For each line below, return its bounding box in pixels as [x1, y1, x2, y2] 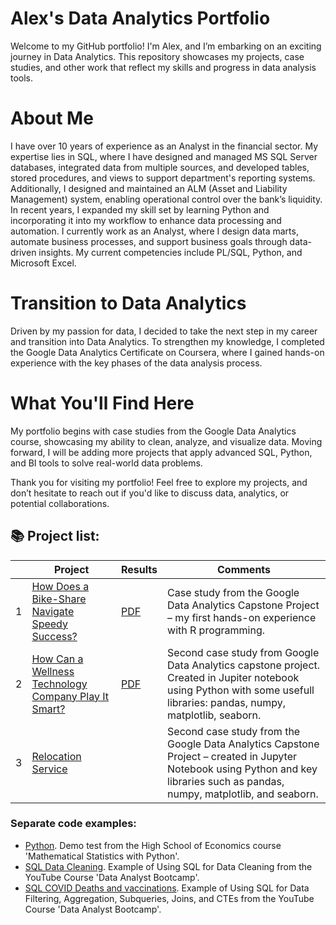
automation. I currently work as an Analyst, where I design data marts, [10, 225, 299, 237]
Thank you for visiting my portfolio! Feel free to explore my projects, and [10, 476, 308, 488]
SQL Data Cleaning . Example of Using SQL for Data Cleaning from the [24, 860, 313, 872]
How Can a [31, 652, 84, 666]
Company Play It [31, 689, 110, 703]
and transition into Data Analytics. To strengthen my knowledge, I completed [10, 335, 325, 347]
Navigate [31, 604, 75, 618]
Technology [31, 677, 88, 691]
